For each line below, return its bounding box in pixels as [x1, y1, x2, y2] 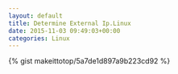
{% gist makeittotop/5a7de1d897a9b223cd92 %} [8, 56, 171, 66]
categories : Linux [8, 34, 70, 43]
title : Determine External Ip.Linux [8, 19, 131, 27]
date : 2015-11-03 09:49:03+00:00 [8, 27, 121, 35]
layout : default [8, 11, 63, 20]
